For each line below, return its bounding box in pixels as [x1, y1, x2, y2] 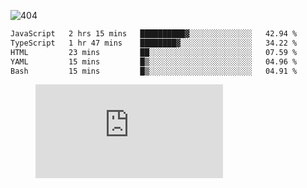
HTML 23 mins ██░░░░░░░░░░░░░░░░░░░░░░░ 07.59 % [10, 47, 298, 57]
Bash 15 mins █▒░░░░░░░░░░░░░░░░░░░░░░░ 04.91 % [10, 66, 298, 76]
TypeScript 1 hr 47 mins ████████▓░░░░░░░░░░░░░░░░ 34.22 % [10, 38, 298, 48]
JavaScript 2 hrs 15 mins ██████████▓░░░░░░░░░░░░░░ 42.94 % [10, 29, 298, 39]
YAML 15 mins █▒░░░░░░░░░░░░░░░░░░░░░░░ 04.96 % [10, 56, 298, 67]
